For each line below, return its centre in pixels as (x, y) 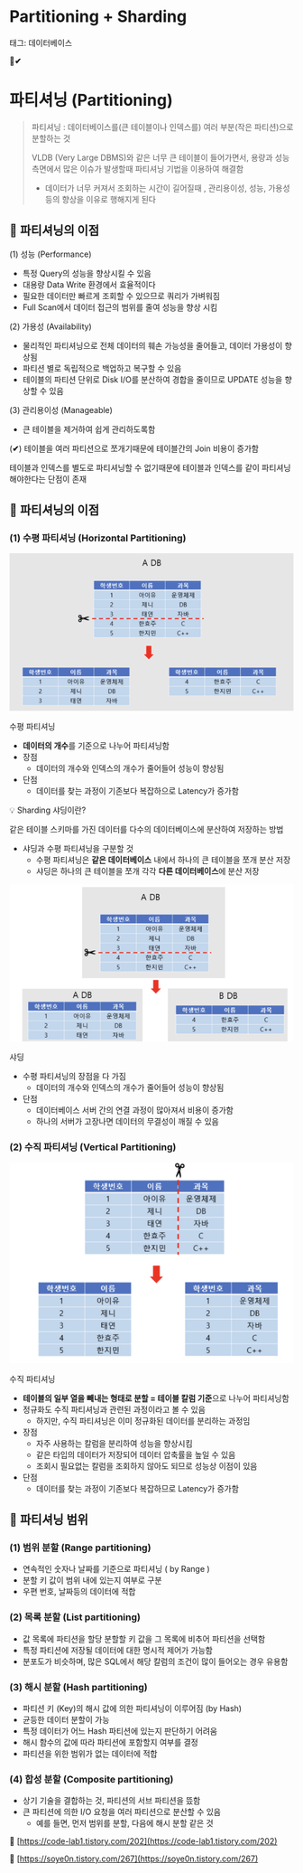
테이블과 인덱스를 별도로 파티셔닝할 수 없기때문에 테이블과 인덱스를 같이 (134, 467)
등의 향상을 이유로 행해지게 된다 (100, 199)
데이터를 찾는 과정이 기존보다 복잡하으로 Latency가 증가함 (137, 791)
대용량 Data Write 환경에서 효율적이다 (89, 284)
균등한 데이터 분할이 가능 (66, 1720)
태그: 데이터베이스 (41, 42)
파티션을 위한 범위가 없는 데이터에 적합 (90, 1754)
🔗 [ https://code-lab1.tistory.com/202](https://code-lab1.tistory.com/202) (143, 1841)
